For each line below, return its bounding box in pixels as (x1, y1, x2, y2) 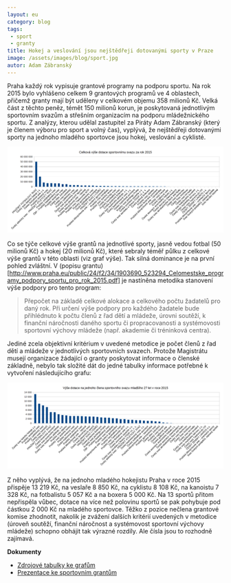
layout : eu (7, 11, 38, 18)
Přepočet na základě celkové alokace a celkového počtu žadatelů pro (23, 297, 221, 306)
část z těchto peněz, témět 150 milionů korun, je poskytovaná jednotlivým (7, 103, 215, 112)
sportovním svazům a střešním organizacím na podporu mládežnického (7, 111, 210, 119)
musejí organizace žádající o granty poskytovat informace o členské (7, 354, 200, 363)
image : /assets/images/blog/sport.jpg (7, 55, 118, 62)
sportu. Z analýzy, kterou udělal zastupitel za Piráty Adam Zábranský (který (7, 118, 221, 127)
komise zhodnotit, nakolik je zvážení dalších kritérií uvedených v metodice (7, 512, 217, 520)
